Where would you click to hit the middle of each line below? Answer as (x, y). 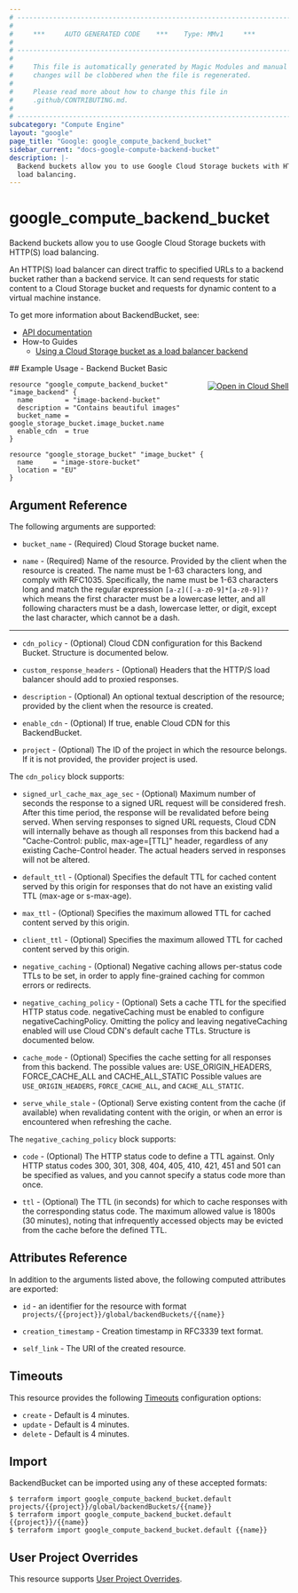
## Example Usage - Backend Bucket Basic (89, 369)
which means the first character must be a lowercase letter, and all (144, 599)
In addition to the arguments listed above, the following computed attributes (148, 1279)
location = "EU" (47, 470)
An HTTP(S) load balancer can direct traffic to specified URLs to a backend (146, 270)
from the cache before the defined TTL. (94, 1230)
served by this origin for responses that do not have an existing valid (147, 886)
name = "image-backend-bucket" (89, 401)
